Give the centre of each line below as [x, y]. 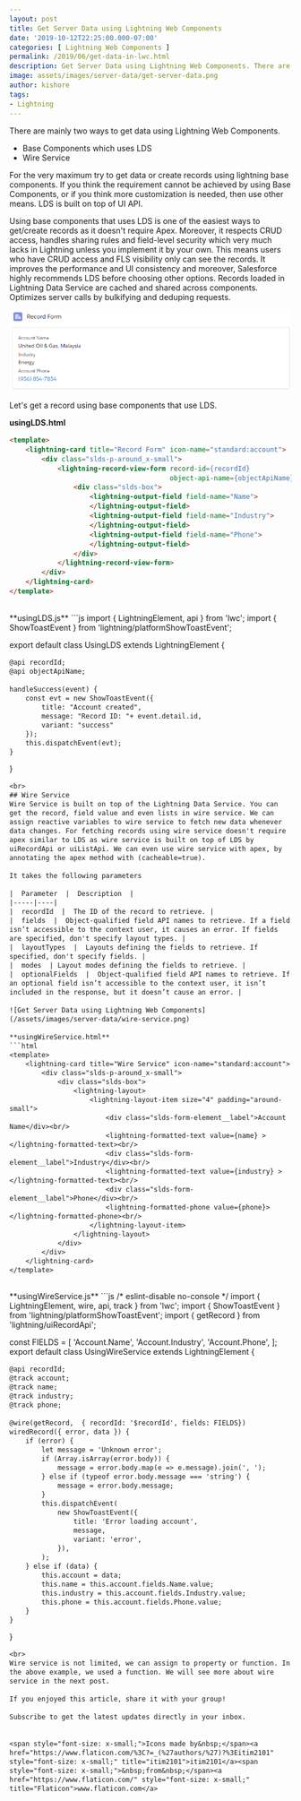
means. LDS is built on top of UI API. [76, 203]
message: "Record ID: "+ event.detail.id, [122, 716]
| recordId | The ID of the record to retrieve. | [112, 911]
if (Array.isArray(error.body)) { [106, 1459]
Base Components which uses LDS [87, 148]
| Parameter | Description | [72, 893]
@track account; [39, 1378]
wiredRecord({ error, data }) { [69, 1432]
